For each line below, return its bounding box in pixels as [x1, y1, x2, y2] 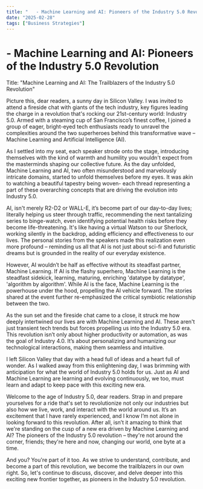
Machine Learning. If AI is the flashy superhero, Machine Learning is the [6, 268, 186, 275]
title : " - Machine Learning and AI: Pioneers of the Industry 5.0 [6, 8, 185, 15]
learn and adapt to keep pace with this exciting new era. [6, 381, 146, 388]
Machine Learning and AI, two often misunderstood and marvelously [6, 167, 177, 175]
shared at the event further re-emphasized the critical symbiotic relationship [6, 293, 196, 301]
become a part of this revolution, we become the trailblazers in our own [6, 463, 184, 470]
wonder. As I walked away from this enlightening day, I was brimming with [6, 362, 190, 370]
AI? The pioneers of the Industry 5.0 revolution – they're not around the [6, 431, 183, 439]
